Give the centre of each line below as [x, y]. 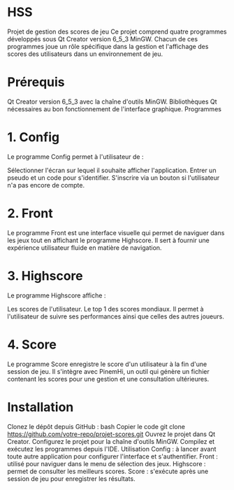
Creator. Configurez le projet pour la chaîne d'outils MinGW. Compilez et [111, 441]
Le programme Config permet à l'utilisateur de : [75, 156]
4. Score [32, 344]
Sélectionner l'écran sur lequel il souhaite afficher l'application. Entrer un [112, 170]
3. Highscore [45, 275]
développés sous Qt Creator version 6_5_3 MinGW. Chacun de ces [102, 38]
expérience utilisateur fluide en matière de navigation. [85, 247]
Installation [41, 407]
